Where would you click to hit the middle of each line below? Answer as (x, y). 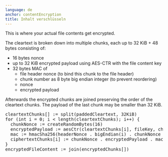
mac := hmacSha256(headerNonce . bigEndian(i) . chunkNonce (85, 134)
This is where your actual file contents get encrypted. (60, 33)
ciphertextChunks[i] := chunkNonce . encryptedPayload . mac (87, 139)
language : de (19, 10)
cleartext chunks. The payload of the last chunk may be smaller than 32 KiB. (84, 105)
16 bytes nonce (28, 58)
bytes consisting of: (25, 48)
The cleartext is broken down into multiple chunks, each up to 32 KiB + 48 (82, 43)
